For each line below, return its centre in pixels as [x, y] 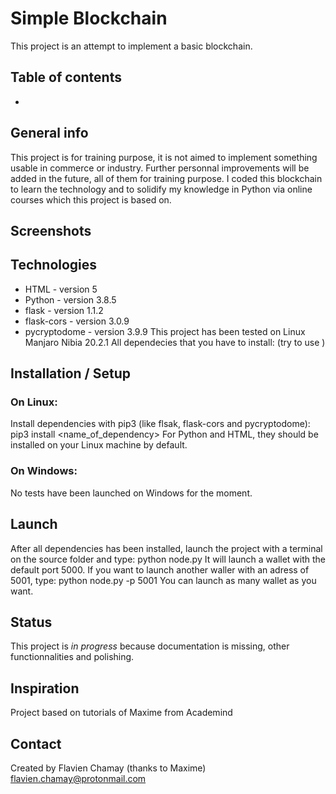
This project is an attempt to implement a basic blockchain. [131, 46]
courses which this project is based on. [91, 199]
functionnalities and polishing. [72, 657]
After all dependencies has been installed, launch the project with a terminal [166, 548]
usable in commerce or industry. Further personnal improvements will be [160, 168]
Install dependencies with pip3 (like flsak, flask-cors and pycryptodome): [160, 424]
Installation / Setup [70, 373]
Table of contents [66, 77]
